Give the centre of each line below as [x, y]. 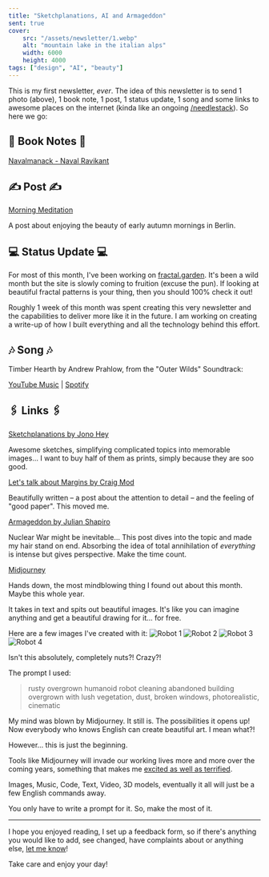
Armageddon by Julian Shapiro [59, 521]
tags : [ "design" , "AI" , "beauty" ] [66, 68]
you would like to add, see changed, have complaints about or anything [126, 840]
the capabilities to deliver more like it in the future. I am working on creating [133, 316]
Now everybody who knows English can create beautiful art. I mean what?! [132, 729]
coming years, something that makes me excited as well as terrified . [120, 769]
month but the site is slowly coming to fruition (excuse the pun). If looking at [134, 284]
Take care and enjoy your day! [58, 864]
